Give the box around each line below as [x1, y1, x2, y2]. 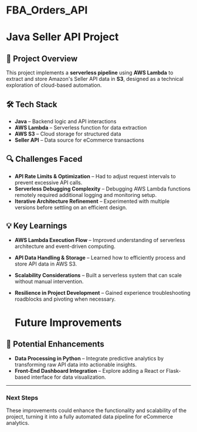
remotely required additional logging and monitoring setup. [14, 191, 157, 198]
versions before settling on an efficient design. [14, 203, 127, 211]
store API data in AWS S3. [14, 260, 77, 267]
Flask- [166, 367, 181, 374]
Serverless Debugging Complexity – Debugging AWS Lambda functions [14, 185, 191, 192]
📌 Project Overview [6, 53, 78, 63]
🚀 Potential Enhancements [6, 339, 104, 349]
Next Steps [6, 393, 39, 402]
